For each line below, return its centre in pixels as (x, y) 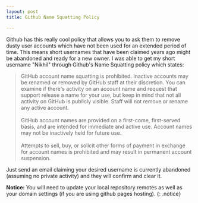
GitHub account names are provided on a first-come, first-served (100, 120)
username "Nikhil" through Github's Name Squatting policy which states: (95, 64)
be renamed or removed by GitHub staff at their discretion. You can (103, 82)
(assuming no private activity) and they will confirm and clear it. (84, 176)
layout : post (22, 12)
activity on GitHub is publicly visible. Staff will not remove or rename (104, 101)
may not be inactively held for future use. (71, 133)
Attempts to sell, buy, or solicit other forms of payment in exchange (103, 145)
